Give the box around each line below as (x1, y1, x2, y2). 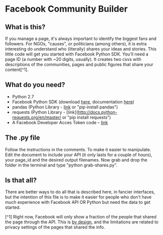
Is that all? (5, 176, 37, 184)
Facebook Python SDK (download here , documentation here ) (12, 99, 135, 105)
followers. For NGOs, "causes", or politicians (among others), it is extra (5, 41, 147, 47)
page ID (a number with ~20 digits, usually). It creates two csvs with (5, 56, 142, 62)
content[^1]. (5, 67, 29, 72)
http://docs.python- (77, 109, 118, 115)
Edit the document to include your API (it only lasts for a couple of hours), (5, 152, 152, 158)
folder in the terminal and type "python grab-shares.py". (5, 162, 118, 168)
